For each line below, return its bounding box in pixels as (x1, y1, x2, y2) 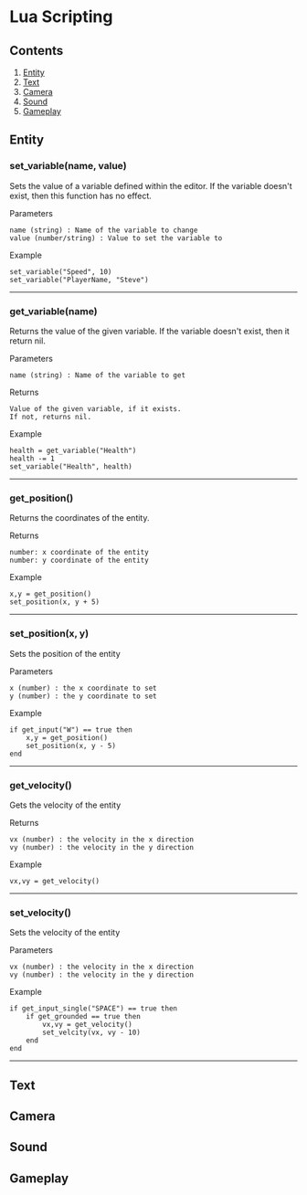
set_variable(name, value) (9, 160, 127, 173)
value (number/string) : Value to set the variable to (9, 233, 223, 243)
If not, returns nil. (9, 412, 92, 421)
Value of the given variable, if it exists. (9, 404, 182, 413)
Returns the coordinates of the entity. (9, 513, 150, 523)
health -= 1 (9, 454, 55, 463)
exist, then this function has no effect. (9, 190, 153, 201)
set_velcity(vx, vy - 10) (42, 1028, 142, 1038)
